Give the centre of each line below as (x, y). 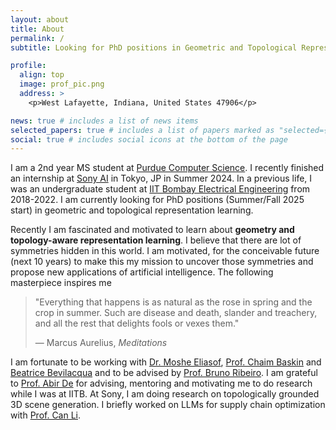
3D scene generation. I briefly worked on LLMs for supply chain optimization (168, 405)
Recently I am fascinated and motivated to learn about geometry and (152, 230)
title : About (37, 29)
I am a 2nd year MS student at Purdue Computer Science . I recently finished (167, 168)
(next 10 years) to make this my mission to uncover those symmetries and (162, 262)
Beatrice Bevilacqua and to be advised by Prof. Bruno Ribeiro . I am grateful (164, 373)
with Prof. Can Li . (46, 415)
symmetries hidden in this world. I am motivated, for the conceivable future (165, 251)
